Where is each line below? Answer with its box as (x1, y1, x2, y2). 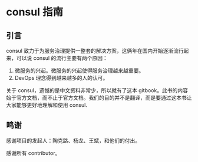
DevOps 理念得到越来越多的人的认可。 (14, 75, 108, 81)
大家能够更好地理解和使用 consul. (6, 102, 87, 109)
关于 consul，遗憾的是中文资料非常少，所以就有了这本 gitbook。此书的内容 (6, 87, 189, 94)
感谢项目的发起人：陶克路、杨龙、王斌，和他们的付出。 (6, 137, 140, 144)
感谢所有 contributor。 (6, 149, 61, 156)
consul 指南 (6, 5, 64, 19)
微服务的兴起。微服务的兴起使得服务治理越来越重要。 (14, 67, 144, 74)
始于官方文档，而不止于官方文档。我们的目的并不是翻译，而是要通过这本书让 (6, 95, 192, 101)
